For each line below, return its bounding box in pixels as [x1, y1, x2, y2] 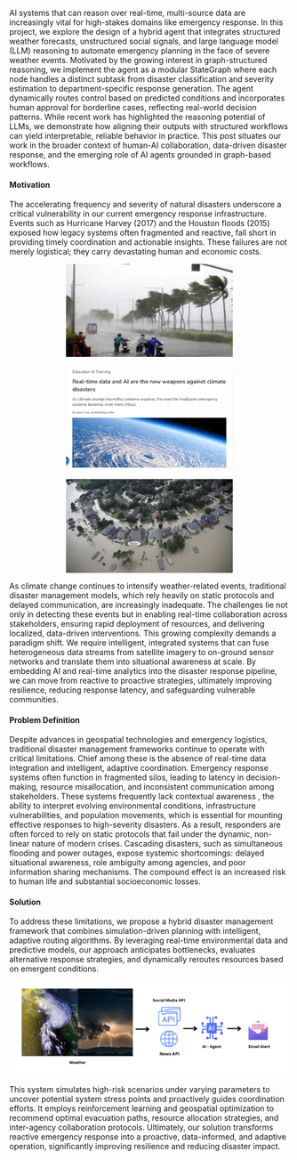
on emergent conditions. [9, 963, 100, 974]
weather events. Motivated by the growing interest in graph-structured [9, 55, 268, 65]
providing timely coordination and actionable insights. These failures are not [9, 237, 287, 247]
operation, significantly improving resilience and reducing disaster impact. [9, 1140, 281, 1151]
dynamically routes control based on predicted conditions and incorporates [9, 93, 285, 103]
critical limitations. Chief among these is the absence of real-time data [9, 753, 267, 764]
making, [9, 782, 39, 792]
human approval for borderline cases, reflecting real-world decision [9, 102, 257, 112]
